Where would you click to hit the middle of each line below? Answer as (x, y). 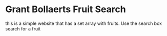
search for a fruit (23, 28)
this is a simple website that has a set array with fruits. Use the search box (84, 23)
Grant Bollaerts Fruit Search (66, 9)
